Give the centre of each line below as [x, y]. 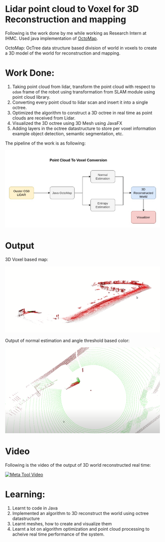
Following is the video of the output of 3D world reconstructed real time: [78, 465]
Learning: [25, 495]
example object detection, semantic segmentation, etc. [68, 133]
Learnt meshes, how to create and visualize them [62, 524]
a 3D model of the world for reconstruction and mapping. [63, 53]
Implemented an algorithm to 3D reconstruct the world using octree [80, 513]
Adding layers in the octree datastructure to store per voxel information [84, 128]
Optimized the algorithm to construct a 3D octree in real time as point [82, 113]
